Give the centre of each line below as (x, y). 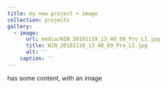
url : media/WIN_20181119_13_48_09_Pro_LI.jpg (93, 39)
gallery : (20, 26)
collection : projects (39, 20)
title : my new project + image (53, 13)
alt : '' (37, 52)
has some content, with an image (55, 78)
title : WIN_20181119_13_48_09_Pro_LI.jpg (87, 46)
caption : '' (37, 59)
